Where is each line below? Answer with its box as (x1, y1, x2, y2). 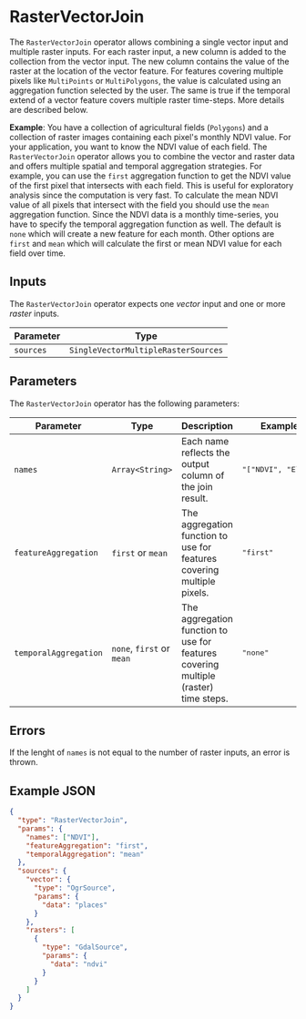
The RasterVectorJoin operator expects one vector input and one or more (9, 298, 286, 309)
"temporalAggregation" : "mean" (25, 850, 145, 859)
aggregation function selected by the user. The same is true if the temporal (9, 85, 291, 96)
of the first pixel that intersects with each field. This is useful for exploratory (9, 179, 294, 190)
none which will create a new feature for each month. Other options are (9, 228, 275, 239)
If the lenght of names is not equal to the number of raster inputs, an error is (9, 747, 291, 758)
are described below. (9, 104, 88, 115)
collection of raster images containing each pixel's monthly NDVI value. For (9, 131, 291, 142)
